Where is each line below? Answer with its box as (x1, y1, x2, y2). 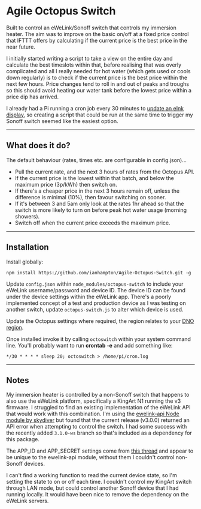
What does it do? (6, 140, 71, 151)
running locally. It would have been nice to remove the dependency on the (6, 491, 189, 498)
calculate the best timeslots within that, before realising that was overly (6, 61, 182, 68)
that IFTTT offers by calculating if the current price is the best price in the (6, 37, 187, 44)
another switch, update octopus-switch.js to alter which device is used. (6, 306, 184, 313)
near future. (6, 43, 36, 50)
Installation (6, 242, 49, 253)
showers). (14, 212, 40, 220)
